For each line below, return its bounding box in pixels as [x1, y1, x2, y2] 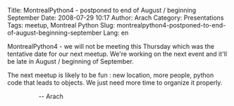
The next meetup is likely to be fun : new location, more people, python [7, 71, 214, 79]
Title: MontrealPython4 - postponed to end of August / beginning [7, 6, 197, 14]
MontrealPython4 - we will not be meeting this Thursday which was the [7, 42, 215, 50]
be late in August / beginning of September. [7, 57, 134, 66]
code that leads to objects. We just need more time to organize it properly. [7, 78, 223, 87]
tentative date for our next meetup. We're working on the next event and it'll [7, 49, 228, 58]
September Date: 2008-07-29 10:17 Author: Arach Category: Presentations [7, 13, 224, 22]
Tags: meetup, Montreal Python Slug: [7, 21, 115, 29]
